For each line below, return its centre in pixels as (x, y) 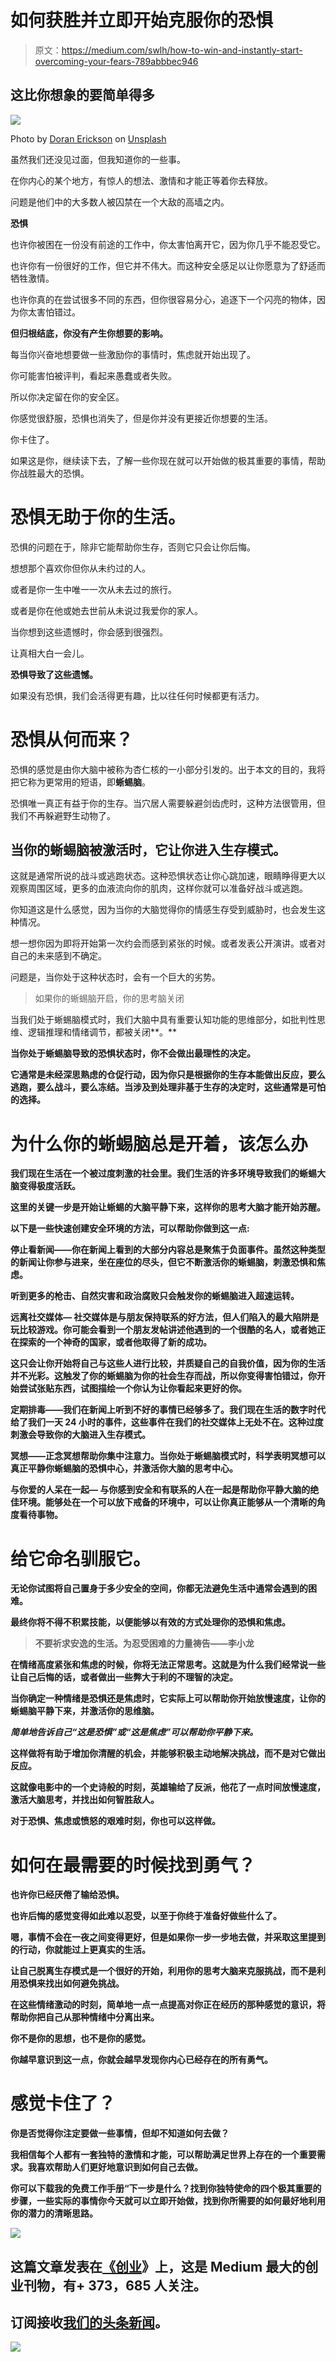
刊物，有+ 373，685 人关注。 (115, 2285)
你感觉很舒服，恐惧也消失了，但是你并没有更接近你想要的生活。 (141, 418)
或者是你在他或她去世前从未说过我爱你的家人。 (106, 610)
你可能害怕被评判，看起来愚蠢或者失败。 (93, 375)
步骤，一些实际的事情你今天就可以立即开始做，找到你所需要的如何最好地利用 (168, 2201)
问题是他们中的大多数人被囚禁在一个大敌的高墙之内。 (120, 202)
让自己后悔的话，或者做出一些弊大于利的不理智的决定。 (124, 1677)
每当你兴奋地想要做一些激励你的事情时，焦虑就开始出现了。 (133, 354)
